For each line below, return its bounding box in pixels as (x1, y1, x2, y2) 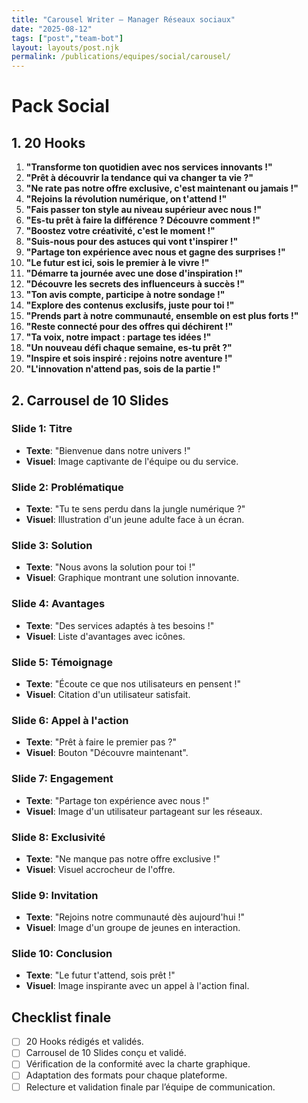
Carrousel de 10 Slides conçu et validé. (25, 1047, 187, 1059)
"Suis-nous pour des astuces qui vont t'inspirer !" (25, 236, 239, 248)
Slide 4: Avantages (11, 597, 106, 611)
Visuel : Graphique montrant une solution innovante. (25, 572, 240, 584)
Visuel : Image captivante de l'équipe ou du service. (25, 455, 239, 467)
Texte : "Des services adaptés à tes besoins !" (25, 619, 215, 631)
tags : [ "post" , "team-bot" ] (11, 33, 124, 43)
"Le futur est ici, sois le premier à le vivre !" (25, 257, 210, 269)
